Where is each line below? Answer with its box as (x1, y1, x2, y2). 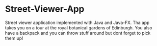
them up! (5, 35, 24, 41)
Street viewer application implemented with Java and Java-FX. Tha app (5, 20, 150, 25)
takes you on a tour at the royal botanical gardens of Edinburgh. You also (5, 24, 153, 30)
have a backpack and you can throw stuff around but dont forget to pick (5, 30, 151, 36)
